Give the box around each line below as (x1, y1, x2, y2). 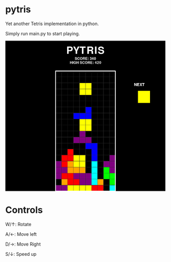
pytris (5, 4, 31, 15)
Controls (5, 204, 43, 216)
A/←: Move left (5, 231, 37, 237)
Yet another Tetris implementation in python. (5, 21, 99, 27)
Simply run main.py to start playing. (5, 30, 80, 36)
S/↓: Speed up (5, 251, 37, 257)
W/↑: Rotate (5, 221, 32, 227)
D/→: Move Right (5, 241, 41, 247)
